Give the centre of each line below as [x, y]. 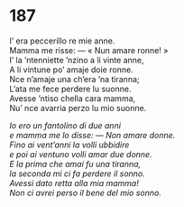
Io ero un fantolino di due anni [65, 125]
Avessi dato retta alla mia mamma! [74, 183]
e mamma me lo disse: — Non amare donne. [92, 135]
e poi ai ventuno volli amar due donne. [81, 154]
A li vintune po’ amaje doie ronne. [71, 70]
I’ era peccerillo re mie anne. [62, 41]
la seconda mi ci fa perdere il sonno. [78, 174]
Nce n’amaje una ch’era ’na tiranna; [74, 79]
